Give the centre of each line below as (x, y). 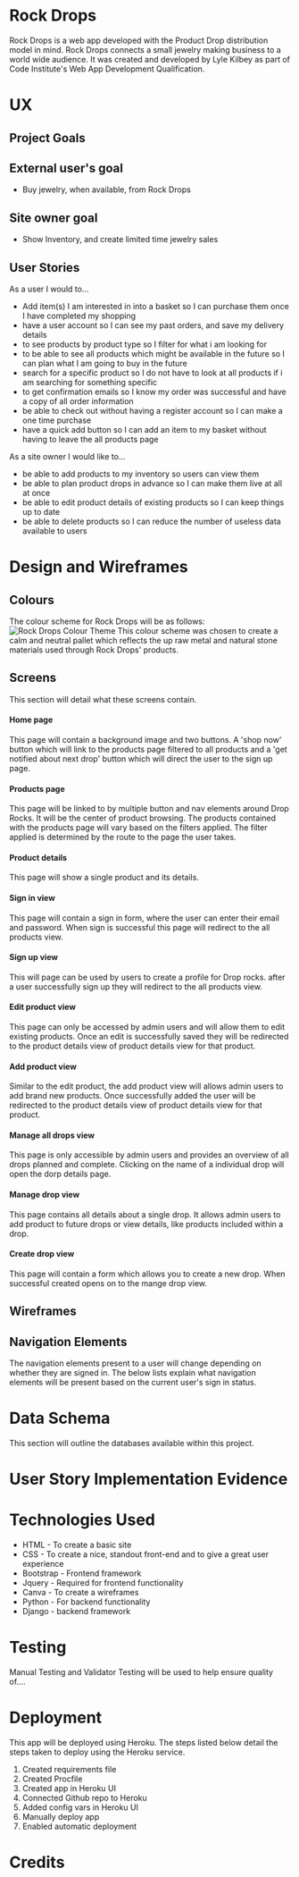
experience (43, 1564)
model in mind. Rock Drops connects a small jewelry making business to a (145, 49)
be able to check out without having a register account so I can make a (152, 410)
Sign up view (33, 957)
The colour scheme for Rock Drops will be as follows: (107, 621)
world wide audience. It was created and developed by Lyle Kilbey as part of (150, 59)
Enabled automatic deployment (79, 1826)
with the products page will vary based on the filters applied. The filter (138, 828)
